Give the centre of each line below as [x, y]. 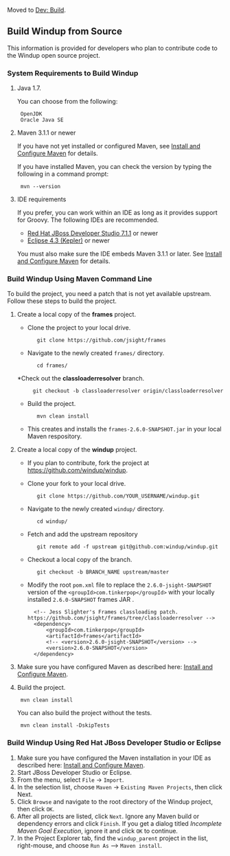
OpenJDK [31, 114]
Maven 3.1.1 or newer [46, 133]
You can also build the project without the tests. [84, 713]
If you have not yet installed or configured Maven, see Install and [108, 146]
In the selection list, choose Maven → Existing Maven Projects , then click [120, 787]
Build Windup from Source [65, 31]
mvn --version [41, 187]
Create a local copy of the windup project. [77, 450]
